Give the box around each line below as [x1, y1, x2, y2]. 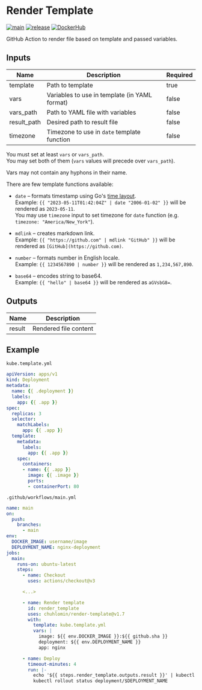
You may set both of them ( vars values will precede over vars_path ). [6, 157, 176, 164]
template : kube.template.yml [32, 622, 106, 628]
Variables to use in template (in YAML [46, 91, 152, 99]
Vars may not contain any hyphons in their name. [6, 168, 127, 176]
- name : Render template [22, 599, 85, 605]
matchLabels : [17, 422, 50, 428]
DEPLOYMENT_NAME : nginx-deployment [11, 544, 101, 550]
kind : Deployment [6, 377, 50, 383]
